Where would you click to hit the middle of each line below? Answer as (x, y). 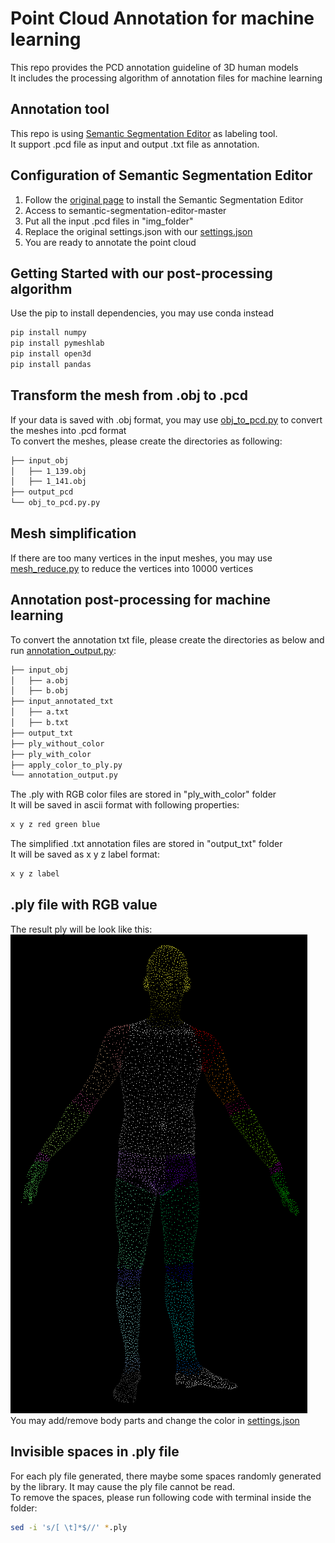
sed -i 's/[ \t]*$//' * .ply (69, 1527)
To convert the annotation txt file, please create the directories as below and (167, 639)
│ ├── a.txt (40, 712)
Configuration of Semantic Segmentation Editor (161, 175)
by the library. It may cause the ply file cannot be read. (123, 1486)
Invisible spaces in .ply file (95, 1452)
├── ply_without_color (57, 743)
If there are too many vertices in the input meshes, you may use (141, 558)
